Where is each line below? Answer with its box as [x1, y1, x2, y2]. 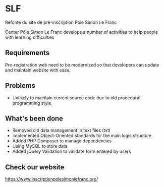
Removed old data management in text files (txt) [12, 127, 110, 133]
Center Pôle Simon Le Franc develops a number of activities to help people [5, 29, 158, 35]
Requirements [5, 49, 50, 57]
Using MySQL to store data [12, 143, 68, 149]
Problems [5, 81, 36, 90]
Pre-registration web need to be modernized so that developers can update [5, 62, 160, 67]
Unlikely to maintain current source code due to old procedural [12, 95, 141, 101]
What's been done [5, 114, 63, 123]
